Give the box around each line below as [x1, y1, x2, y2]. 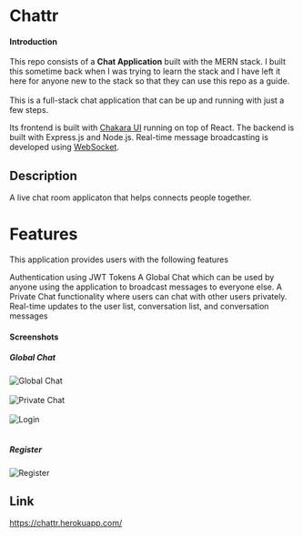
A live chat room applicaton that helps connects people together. [9, 192, 252, 203]
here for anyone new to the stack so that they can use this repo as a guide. [9, 76, 290, 86]
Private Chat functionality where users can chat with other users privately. [9, 291, 288, 302]
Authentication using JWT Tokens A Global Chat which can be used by [9, 272, 275, 283]
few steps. [9, 105, 49, 116]
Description [9, 167, 77, 183]
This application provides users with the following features [9, 254, 229, 265]
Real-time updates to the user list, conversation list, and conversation [9, 301, 269, 312]
